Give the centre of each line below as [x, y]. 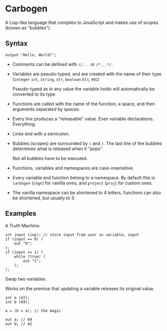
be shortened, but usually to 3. [44, 198]
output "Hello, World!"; [31, 55]
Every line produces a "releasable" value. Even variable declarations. [83, 119]
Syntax [16, 44]
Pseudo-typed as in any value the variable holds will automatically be [83, 89]
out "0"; [23, 243]
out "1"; [32, 261]
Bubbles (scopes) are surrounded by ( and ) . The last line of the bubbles [87, 143]
